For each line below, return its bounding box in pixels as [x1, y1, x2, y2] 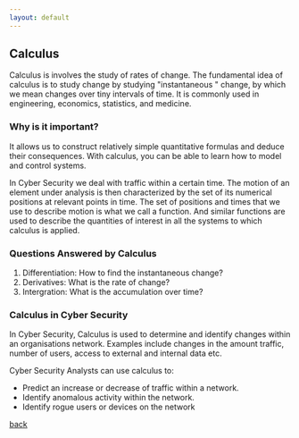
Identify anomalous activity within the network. [21, 392, 195, 403]
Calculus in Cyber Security [9, 308, 129, 321]
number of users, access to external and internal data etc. [9, 348, 222, 358]
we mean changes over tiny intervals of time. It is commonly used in [9, 88, 260, 99]
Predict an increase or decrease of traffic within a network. [21, 383, 239, 393]
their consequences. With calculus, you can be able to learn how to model [9, 150, 282, 161]
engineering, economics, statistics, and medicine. [9, 98, 192, 109]
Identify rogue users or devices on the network [21, 401, 195, 412]
